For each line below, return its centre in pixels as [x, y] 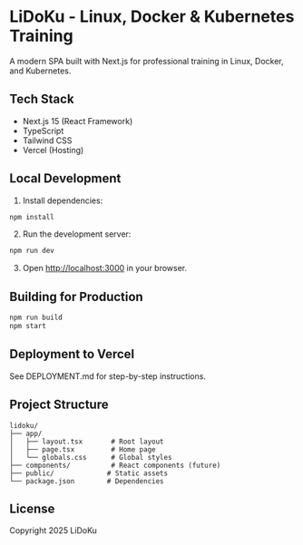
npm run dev [32, 251]
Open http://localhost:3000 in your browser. [105, 268]
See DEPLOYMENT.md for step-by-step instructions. [108, 376]
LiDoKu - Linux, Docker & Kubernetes [152, 17]
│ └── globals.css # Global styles [91, 457]
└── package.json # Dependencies [87, 481]
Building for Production [76, 297]
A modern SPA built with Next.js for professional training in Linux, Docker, [147, 61]
